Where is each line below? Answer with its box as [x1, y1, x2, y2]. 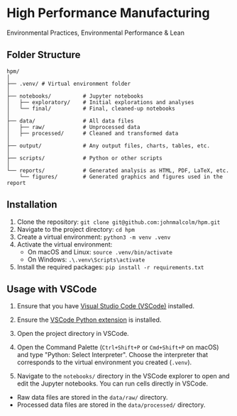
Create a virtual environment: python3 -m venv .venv [16, 232, 171, 241]
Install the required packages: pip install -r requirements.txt [16, 262, 204, 271]
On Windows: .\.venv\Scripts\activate [27, 255, 145, 264]
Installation [6, 198, 57, 210]
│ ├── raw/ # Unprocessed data [6, 123, 140, 130]
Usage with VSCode [6, 283, 97, 295]
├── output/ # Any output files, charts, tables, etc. [6, 142, 211, 150]
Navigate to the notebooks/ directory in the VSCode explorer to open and [16, 372, 230, 381]
